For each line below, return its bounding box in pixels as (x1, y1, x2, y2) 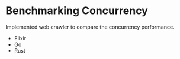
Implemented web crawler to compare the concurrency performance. (5, 23, 175, 30)
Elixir (14, 34, 27, 41)
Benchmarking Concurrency (5, 4, 149, 18)
